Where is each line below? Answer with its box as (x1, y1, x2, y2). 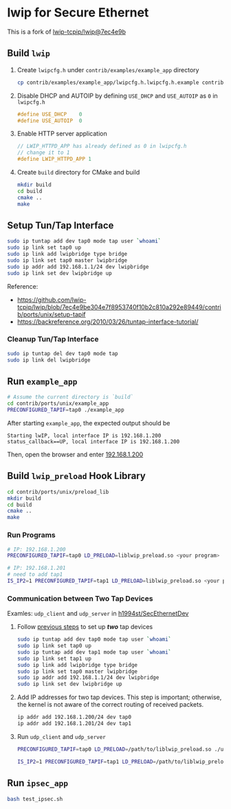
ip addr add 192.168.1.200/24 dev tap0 (16, 713, 132, 721)
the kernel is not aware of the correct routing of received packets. (16, 700, 204, 709)
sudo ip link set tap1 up (16, 655, 91, 662)
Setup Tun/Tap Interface (7, 219, 114, 231)
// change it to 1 (16, 149, 70, 156)
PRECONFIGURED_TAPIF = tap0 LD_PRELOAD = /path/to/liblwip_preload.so (16, 746, 212, 753)
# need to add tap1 (7, 571, 63, 578)
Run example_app (7, 376, 78, 387)
